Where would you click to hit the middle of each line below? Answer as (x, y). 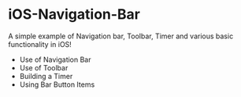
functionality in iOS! (40, 44)
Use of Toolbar (44, 67)
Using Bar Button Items (57, 84)
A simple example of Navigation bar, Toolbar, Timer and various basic (121, 36)
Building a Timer (46, 76)
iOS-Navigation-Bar (74, 14)
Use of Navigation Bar (55, 59)
